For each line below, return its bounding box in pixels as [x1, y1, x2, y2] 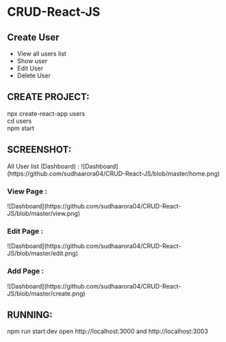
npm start [7, 124, 35, 132]
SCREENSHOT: [7, 144, 72, 156]
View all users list [16, 49, 66, 58]
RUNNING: [7, 309, 53, 321]
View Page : [7, 186, 48, 196]
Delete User [16, 71, 51, 80]
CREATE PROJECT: [7, 91, 90, 103]
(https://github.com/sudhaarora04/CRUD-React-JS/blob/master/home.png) [7, 169, 221, 178]
